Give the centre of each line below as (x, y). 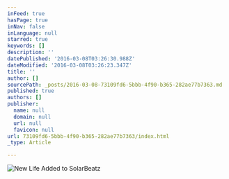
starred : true (28, 40)
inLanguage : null (32, 33)
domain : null (32, 117)
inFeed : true (26, 14)
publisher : (23, 104)
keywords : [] (26, 46)
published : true (31, 91)
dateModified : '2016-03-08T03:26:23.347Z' (70, 65)
